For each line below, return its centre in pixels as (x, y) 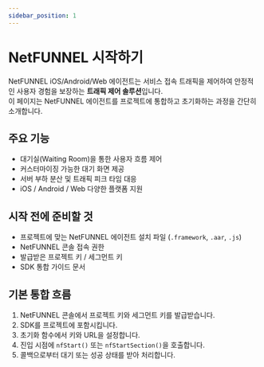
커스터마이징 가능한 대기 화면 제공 (72, 169)
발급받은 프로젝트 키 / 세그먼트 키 (71, 257)
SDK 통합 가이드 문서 (53, 267)
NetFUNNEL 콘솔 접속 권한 (62, 247)
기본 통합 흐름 (40, 294)
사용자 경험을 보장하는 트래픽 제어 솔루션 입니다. (90, 91)
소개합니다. (26, 111)
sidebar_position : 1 (43, 16)
